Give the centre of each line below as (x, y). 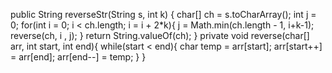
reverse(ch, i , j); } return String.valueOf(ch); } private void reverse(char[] (160, 35)
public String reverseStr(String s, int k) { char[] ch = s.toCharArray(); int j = (163, 14)
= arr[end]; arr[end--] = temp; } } (78, 57)
